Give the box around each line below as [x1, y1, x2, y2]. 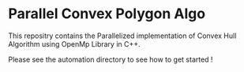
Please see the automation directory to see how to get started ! [8, 55, 213, 64]
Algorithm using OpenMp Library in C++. [8, 39, 141, 48]
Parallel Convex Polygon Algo [8, 5, 206, 23]
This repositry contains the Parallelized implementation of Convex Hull [8, 31, 237, 40]
